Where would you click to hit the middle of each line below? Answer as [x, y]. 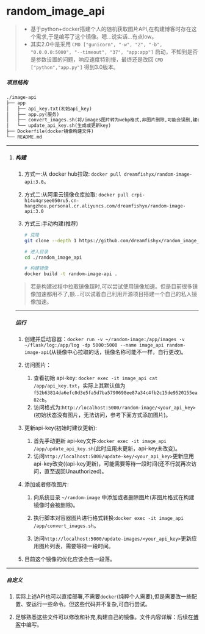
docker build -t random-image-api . [71, 274]
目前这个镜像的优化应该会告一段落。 [70, 559]
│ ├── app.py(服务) [33, 114]
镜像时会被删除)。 [56, 505]
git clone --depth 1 [50, 240]
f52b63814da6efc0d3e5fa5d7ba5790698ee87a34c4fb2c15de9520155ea [115, 393]
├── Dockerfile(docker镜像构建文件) [50, 131]
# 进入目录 [36, 251]
